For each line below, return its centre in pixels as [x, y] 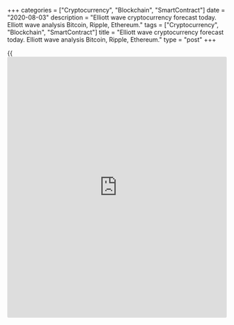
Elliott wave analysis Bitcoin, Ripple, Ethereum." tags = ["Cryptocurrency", [113, 25]
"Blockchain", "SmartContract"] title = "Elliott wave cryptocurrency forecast [116, 32]
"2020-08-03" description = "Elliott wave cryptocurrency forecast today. [112, 17]
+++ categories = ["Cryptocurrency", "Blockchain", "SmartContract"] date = [116, 10]
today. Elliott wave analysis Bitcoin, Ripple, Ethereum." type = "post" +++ [112, 40]
